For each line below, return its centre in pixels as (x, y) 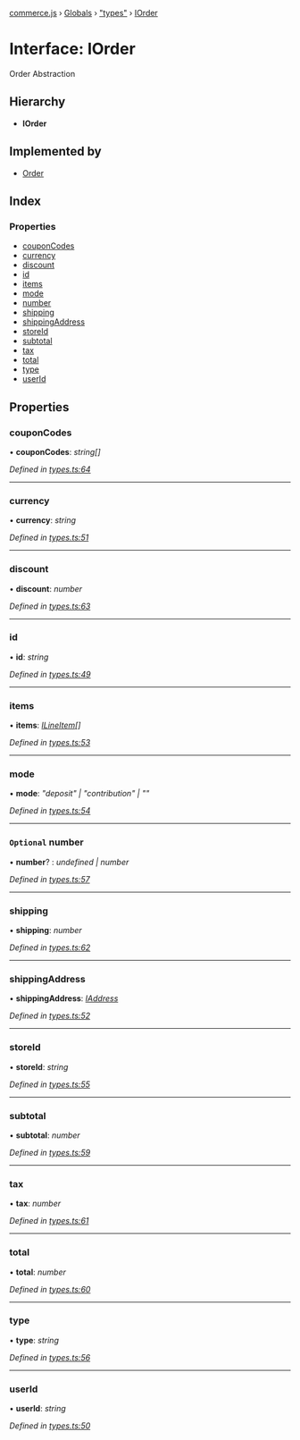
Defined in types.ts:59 (50, 1152)
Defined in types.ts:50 (50, 1426)
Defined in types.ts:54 (50, 811)
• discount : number (46, 588)
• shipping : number (46, 931)
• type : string (34, 1340)
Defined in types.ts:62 (50, 947)
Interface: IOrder (72, 49)
